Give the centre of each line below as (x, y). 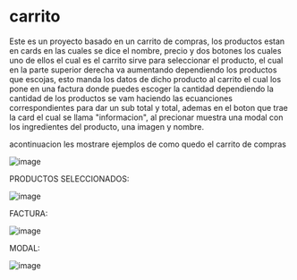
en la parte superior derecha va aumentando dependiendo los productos (143, 70)
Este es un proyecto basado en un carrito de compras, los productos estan (147, 41)
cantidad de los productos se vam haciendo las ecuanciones (121, 98)
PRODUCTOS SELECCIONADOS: (69, 178)
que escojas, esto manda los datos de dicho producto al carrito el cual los (145, 79)
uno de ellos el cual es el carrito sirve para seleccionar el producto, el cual (146, 60)
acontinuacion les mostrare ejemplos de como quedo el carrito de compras (148, 144)
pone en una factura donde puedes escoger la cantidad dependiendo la (142, 89)
